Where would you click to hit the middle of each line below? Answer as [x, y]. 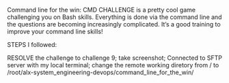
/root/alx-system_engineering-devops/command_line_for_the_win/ [100, 72]
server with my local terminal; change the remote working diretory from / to [113, 65]
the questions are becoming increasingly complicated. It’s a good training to [114, 24]
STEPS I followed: [32, 45]
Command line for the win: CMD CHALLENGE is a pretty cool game [102, 10]
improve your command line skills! [55, 31]
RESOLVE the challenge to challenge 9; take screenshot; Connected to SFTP [114, 58]
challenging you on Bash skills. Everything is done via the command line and [114, 17]
